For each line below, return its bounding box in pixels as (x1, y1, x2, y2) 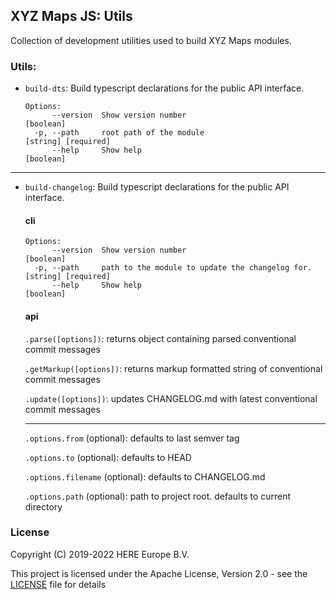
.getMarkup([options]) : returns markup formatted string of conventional (24, 362, 323, 374)
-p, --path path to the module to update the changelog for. (34, 263, 312, 273)
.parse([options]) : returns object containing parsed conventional (24, 332, 297, 344)
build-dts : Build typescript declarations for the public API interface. (24, 82, 305, 94)
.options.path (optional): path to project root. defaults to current (24, 490, 292, 502)
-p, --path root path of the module (34, 128, 205, 138)
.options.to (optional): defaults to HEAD (24, 451, 192, 463)
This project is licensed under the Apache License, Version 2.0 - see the (10, 567, 308, 579)
